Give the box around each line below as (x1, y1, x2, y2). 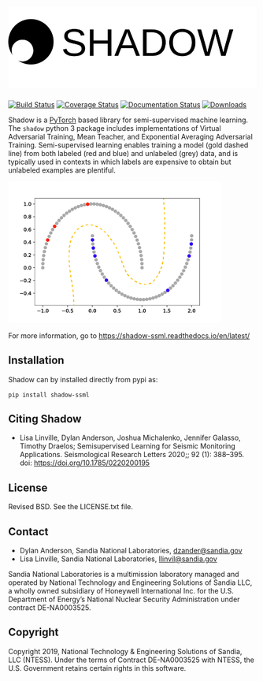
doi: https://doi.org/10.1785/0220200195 (19, 458, 150, 467)
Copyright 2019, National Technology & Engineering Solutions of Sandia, (8, 646, 243, 656)
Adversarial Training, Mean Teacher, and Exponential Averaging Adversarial (8, 132, 254, 141)
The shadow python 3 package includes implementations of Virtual (8, 123, 222, 132)
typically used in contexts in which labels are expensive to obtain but (8, 157, 232, 166)
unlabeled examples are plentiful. (8, 165, 116, 175)
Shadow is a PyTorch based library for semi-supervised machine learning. (8, 115, 249, 125)
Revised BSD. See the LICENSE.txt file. (8, 502, 134, 512)
